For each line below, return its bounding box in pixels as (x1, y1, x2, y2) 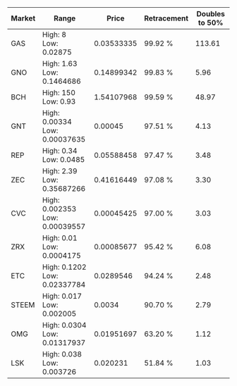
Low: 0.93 (42, 96, 76, 106)
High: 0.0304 (42, 320, 87, 330)
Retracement (144, 13, 189, 23)
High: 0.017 (42, 292, 83, 301)
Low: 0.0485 (42, 155, 85, 164)
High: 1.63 (42, 59, 78, 68)
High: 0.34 (42, 146, 78, 156)
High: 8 (42, 30, 67, 39)
